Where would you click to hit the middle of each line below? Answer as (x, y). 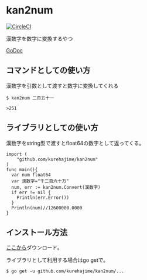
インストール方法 (37, 232)
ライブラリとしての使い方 (52, 128)
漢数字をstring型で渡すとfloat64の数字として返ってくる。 (75, 143)
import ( (17, 154)
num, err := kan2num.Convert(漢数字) (56, 187)
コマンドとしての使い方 (48, 70)
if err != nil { (31, 192)
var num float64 (31, 175)
